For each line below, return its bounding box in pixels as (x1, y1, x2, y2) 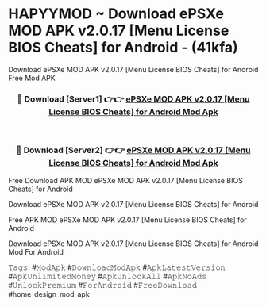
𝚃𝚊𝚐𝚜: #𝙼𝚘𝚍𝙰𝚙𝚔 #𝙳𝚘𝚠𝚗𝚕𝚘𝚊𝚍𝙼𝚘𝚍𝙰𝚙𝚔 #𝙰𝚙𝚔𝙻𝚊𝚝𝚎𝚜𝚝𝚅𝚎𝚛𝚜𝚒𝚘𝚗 (8, 263, 226, 272)
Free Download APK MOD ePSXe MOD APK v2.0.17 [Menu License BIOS (8, 175, 244, 185)
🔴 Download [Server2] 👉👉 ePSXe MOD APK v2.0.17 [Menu (16, 144, 251, 155)
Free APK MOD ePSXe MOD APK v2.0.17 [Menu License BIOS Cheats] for (8, 215, 248, 224)
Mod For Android (8, 247, 64, 256)
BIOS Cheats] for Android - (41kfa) (8, 39, 238, 56)
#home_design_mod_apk (8, 289, 90, 298)
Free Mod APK (8, 73, 56, 83)
